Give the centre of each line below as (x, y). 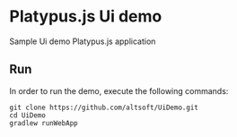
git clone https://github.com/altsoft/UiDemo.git (104, 107)
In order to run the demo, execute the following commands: (119, 90)
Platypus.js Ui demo (86, 17)
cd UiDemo (28, 115)
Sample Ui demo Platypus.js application (83, 41)
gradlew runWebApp (44, 123)
